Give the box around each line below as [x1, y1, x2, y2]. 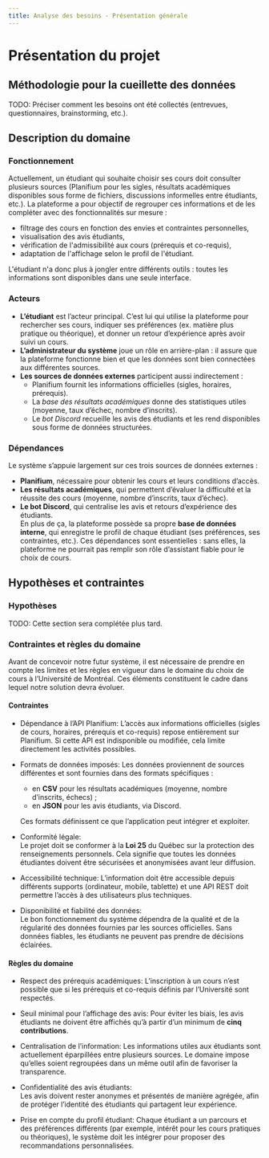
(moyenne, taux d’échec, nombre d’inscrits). [31, 405, 178, 414]
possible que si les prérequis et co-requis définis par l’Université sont [19, 985, 250, 994]
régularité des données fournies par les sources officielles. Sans [19, 923, 232, 932]
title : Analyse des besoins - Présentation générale [8, 11, 188, 20]
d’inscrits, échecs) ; [31, 793, 98, 802]
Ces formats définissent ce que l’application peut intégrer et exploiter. [19, 817, 251, 826]
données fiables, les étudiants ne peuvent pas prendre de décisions [19, 932, 244, 941]
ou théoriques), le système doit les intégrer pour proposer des [19, 1132, 226, 1142]
